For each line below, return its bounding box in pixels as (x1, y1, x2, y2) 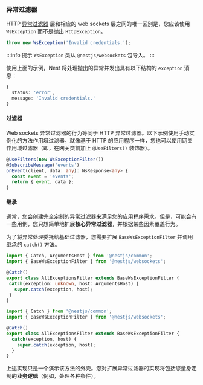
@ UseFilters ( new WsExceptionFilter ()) (6, 156, 104, 163)
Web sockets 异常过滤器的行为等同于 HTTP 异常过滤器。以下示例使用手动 (6, 129, 190, 137)
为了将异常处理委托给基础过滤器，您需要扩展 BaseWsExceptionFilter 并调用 (6, 233, 193, 241)
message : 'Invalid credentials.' (11, 95, 96, 101)
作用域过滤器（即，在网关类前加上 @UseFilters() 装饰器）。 (6, 144, 153, 152)
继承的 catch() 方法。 (6, 241, 60, 248)
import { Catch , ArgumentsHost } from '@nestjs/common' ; (6, 253, 153, 259)
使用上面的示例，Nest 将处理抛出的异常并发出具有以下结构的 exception (6, 65, 183, 72)
